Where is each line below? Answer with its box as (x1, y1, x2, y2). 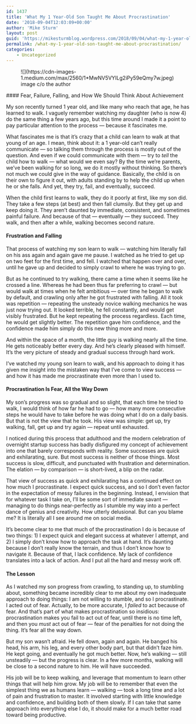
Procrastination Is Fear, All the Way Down (6, 386, 108, 393)
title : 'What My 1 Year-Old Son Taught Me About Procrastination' (6, 14, 171, 20)
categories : (6, 47, 35, 53)
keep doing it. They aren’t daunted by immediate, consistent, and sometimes (6, 206, 190, 213)
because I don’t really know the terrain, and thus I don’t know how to (6, 545, 171, 552)
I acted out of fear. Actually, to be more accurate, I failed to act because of (6, 602, 185, 609)
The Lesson (6, 570, 35, 577)
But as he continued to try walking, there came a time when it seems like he (6, 275, 188, 282)
